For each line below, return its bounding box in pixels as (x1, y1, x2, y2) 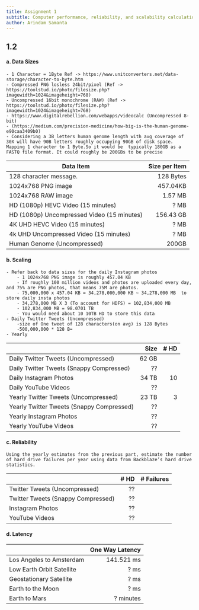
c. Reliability (6, 438, 37, 445)
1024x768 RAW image (9, 191, 73, 199)
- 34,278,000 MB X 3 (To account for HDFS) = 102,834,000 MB (17, 301, 171, 306)
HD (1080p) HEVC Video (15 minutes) (9, 201, 117, 209)
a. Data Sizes (6, 58, 39, 65)
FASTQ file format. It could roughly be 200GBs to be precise (6, 149, 163, 155)
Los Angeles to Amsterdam (9, 555, 85, 564)
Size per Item (148, 162, 187, 170)
